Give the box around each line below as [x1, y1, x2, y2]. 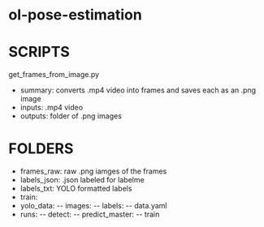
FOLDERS [8, 139, 74, 158]
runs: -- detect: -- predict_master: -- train [19, 209, 160, 220]
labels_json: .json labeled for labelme [19, 175, 145, 185]
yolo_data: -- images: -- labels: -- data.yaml [19, 201, 167, 211]
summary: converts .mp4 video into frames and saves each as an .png [19, 85, 257, 95]
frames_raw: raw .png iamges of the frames [19, 166, 167, 176]
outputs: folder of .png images [19, 111, 122, 121]
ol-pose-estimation [8, 6, 142, 24]
